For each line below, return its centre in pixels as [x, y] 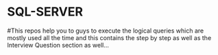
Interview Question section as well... [58, 45]
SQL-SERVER [45, 12]
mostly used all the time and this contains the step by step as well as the [109, 37]
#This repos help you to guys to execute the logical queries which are [106, 31]
